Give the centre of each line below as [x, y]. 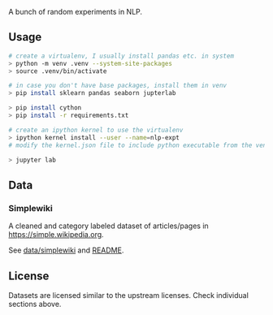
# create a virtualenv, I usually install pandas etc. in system [121, 56]
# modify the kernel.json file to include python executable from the [130, 145]
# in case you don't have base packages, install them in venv [118, 86]
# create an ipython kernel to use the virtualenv [96, 130]
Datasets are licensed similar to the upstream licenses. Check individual [129, 295]
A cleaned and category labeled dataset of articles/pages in [108, 226]
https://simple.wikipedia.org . [56, 235]
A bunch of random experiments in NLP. [76, 12]
